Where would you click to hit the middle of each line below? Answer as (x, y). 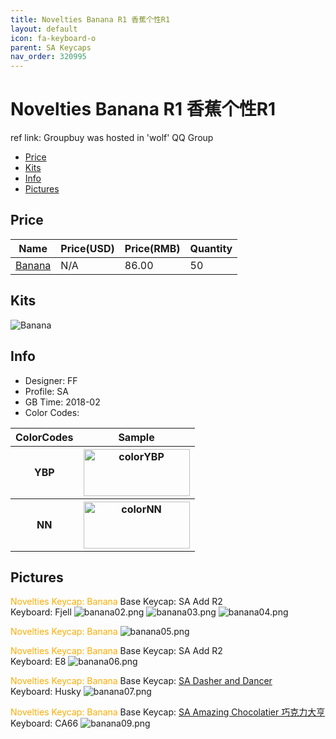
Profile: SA (46, 391)
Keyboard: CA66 (44, 723)
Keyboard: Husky (46, 692)
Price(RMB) (152, 248)
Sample (136, 437)
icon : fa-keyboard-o (53, 38)
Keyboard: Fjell (41, 612)
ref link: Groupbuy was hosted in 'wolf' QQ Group (112, 138)
